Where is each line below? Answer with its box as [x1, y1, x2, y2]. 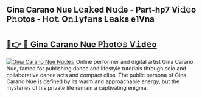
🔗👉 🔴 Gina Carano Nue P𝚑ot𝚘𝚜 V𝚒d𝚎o [6, 39, 157, 49]
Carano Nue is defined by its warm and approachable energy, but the [6, 78, 180, 85]
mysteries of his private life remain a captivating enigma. [6, 84, 148, 91]
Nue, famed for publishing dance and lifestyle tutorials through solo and [6, 65, 187, 72]
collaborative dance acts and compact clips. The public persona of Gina [6, 72, 187, 78]
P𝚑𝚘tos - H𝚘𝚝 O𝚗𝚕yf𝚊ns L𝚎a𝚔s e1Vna [6, 14, 155, 25]
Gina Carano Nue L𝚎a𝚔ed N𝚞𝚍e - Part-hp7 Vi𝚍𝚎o [6, 5, 197, 15]
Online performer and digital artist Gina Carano [75, 58, 193, 65]
